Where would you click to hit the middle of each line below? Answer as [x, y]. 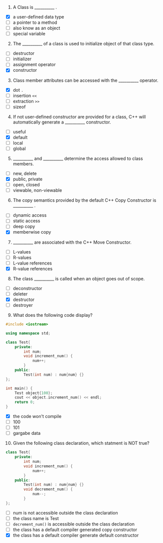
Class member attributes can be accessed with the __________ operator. [85, 80]
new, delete [25, 173]
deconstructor [27, 288]
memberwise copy [32, 232]
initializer [22, 59]
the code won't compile [37, 416]
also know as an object [36, 28]
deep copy [24, 227]
